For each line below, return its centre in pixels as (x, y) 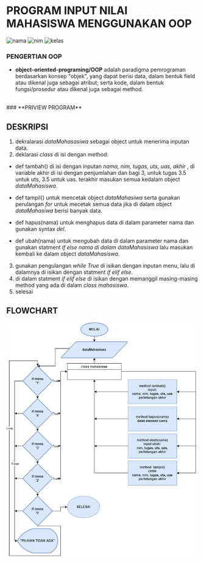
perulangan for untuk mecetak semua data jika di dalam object (93, 204)
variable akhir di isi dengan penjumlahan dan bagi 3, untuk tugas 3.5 (101, 173)
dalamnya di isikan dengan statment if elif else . (74, 272)
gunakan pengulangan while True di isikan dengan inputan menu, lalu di (105, 266)
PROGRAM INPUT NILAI (67, 11)
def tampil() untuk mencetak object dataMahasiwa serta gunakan (98, 198)
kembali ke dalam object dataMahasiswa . (67, 254)
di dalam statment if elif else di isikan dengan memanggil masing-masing (106, 279)
